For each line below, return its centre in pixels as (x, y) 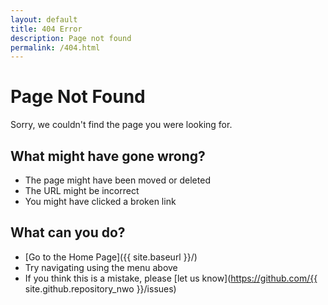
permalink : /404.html (55, 47)
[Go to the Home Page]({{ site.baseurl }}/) (111, 257)
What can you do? (68, 232)
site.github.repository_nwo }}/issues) (100, 288)
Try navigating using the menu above (101, 267)
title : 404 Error (46, 29)
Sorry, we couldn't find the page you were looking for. (121, 125)
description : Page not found (71, 38)
